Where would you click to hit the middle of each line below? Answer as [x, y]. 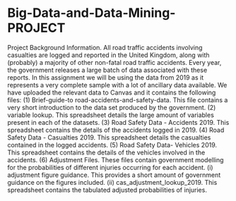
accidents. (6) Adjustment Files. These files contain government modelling [116, 159]
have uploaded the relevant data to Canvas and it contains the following [112, 92]
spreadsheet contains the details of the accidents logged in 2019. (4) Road [116, 130]
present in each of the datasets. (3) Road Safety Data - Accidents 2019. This [118, 122]
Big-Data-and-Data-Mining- [92, 13]
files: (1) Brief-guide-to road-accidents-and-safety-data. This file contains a [118, 99]
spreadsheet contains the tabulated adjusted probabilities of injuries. [107, 190]
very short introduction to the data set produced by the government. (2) [112, 107]
